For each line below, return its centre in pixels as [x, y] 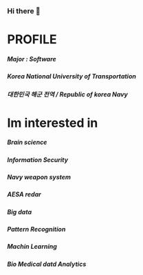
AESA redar [24, 194]
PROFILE [32, 40]
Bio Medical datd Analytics [47, 264]
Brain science [27, 142]
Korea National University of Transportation [71, 77]
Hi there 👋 [24, 11]
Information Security [38, 160]
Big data [20, 212]
